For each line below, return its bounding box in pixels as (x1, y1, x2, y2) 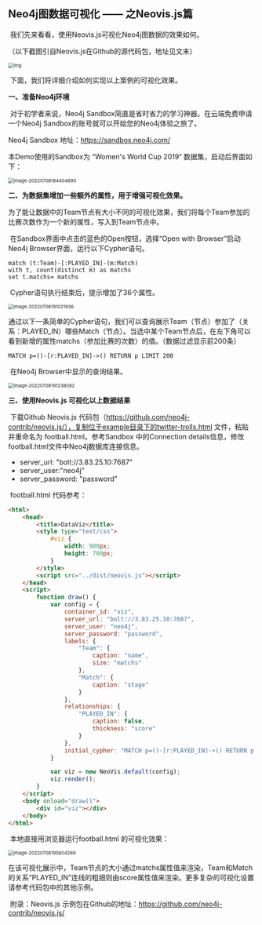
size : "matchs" (92, 659, 143, 667)
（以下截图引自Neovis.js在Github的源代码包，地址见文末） (8, 46, 197, 56)
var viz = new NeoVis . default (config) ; (49, 768, 180, 776)
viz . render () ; (49, 775, 96, 783)
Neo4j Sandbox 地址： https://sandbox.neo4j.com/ (8, 135, 171, 144)
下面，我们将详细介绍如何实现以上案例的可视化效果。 (9, 75, 182, 85)
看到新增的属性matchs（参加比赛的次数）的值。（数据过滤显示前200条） (8, 336, 241, 345)
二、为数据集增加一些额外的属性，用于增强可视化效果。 (8, 191, 187, 200)
